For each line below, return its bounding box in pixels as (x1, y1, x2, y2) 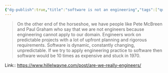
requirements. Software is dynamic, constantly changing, (17, 42, 135, 48)
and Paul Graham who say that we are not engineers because (17, 26, 144, 32)
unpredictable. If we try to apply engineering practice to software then (17, 47, 162, 53)
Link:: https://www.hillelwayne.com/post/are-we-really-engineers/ (5, 62, 141, 68)
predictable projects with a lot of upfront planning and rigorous (17, 37, 147, 43)
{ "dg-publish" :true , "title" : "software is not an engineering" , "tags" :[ (5, 7, 157, 12)
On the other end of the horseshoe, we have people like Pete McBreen (17, 21, 162, 27)
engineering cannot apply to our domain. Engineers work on (17, 31, 141, 37)
